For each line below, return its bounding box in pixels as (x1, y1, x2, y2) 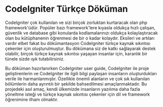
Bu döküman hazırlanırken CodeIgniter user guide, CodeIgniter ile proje (5, 65, 149, 71)
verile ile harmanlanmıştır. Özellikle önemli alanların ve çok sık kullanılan (5, 76, 150, 82)
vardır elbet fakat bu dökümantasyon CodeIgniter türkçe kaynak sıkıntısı (5, 40, 151, 46)
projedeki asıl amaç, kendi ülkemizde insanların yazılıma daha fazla (5, 86, 140, 92)
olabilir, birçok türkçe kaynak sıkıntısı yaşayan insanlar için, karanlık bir (5, 50, 148, 57)
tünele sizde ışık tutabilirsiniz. (5, 56, 65, 62)
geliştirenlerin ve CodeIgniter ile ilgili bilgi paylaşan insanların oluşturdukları (5, 70, 157, 76)
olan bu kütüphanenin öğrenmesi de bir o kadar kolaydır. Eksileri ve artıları (5, 35, 155, 41)
